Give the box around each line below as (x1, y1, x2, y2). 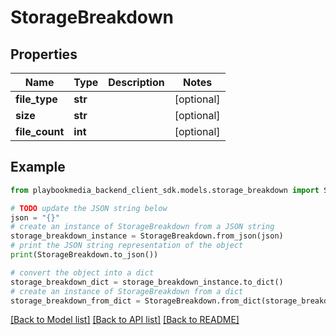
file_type (15, 92, 58, 106)
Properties (10, 46, 78, 63)
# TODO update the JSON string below (10, 203, 168, 213)
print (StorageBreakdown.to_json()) (10, 250, 159, 260)
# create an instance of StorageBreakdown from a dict (10, 286, 244, 296)
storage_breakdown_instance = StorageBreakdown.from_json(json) (10, 231, 284, 241)
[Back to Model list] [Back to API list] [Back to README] (10, 314, 240, 326)
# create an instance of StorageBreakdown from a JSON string (10, 222, 275, 232)
